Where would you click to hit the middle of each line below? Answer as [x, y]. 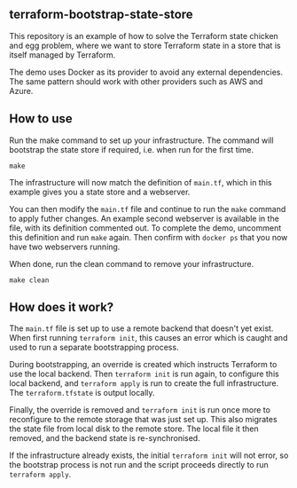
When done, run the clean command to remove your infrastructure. [132, 264]
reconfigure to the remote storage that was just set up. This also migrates [143, 420]
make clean [29, 280]
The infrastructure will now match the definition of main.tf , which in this [141, 182]
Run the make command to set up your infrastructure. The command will [141, 140]
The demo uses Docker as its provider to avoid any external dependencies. [146, 72]
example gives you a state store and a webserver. [100, 192]
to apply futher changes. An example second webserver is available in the [144, 218]
